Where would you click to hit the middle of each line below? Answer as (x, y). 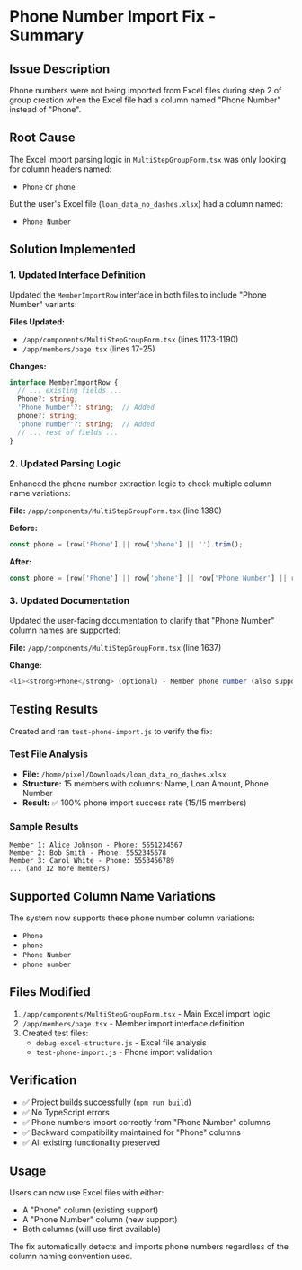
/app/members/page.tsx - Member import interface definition (133, 1023)
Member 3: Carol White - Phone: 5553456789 (92, 861)
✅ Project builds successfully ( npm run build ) (107, 1102)
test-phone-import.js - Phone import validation (124, 1052)
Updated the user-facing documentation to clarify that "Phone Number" (142, 620)
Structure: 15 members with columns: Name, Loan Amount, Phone (146, 783)
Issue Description (60, 69)
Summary (46, 36)
